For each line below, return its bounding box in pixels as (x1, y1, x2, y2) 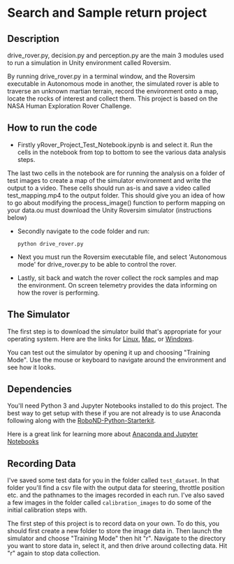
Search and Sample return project (7, 5, 207, 21)
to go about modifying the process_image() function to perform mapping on (7, 198, 226, 207)
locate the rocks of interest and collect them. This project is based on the (7, 94, 218, 103)
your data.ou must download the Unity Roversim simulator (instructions (7, 206, 212, 214)
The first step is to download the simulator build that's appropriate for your (7, 327, 222, 336)
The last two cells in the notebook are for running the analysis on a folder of (7, 169, 226, 177)
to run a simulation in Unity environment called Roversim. (7, 59, 171, 67)
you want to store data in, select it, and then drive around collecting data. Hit (7, 542, 228, 550)
